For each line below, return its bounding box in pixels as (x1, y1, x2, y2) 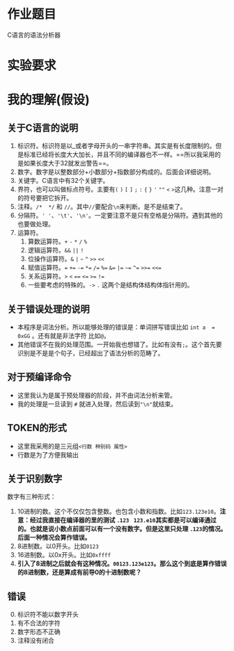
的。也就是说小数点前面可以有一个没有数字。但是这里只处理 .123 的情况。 (17, 524, 227, 533)
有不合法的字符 (17, 619, 61, 627)
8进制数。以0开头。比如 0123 (17, 542, 99, 550)
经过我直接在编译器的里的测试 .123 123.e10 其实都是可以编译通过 (29, 516, 217, 524)
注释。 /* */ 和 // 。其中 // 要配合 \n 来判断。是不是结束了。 (17, 202, 187, 211)
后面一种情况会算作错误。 (17, 533, 91, 542)
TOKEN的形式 (7, 422, 68, 434)
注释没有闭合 (17, 636, 54, 645)
